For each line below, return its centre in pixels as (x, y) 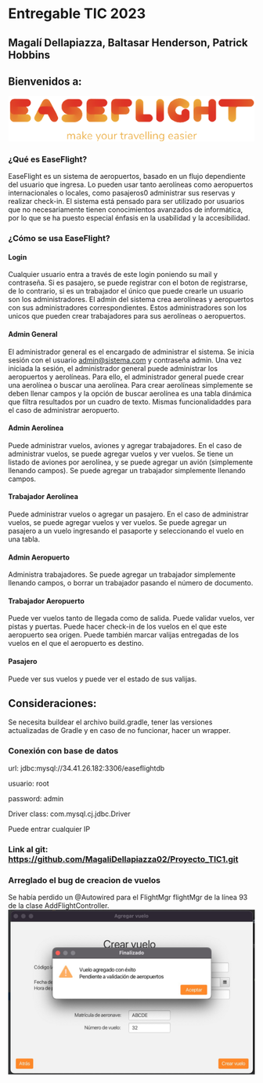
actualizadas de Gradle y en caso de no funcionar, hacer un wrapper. (119, 731)
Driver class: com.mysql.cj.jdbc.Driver (69, 814)
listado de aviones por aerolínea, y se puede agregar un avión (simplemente (131, 462)
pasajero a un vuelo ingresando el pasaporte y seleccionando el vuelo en (126, 531)
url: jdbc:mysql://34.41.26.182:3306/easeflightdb (86, 768)
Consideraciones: (52, 703)
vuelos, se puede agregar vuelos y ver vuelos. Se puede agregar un (117, 522)
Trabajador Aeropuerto (46, 600)
